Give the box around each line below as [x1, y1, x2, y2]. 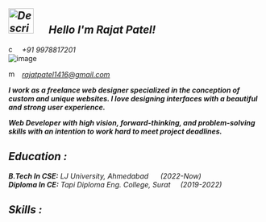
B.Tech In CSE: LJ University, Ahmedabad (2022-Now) [8, 171, 202, 181]
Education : [8, 150, 68, 163]
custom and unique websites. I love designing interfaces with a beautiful [8, 93, 258, 103]
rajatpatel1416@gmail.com [21, 69, 110, 79]
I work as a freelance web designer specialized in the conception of [8, 85, 240, 95]
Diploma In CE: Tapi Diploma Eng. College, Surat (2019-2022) [8, 179, 222, 189]
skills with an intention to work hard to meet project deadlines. [8, 126, 222, 136]
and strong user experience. [8, 102, 106, 112]
